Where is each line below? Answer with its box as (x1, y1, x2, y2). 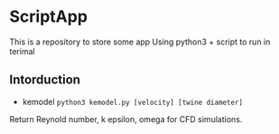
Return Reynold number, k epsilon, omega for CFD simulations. (9, 113, 243, 124)
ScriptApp (9, 6, 88, 27)
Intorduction (9, 72, 81, 88)
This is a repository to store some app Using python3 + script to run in (9, 36, 271, 47)
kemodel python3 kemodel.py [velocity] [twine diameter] (22, 96, 244, 107)
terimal (9, 45, 35, 56)
